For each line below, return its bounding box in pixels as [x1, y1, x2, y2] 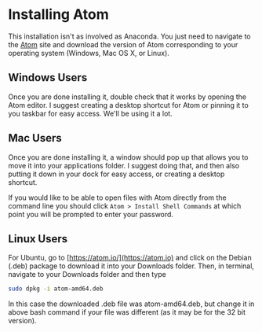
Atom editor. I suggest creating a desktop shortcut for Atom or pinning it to [8, 100, 249, 109]
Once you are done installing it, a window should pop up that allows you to [8, 152, 249, 162]
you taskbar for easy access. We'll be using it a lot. [8, 109, 173, 118]
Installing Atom [8, 6, 109, 24]
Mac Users [8, 131, 63, 145]
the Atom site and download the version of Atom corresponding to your [8, 39, 238, 49]
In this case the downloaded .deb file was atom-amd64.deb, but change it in [8, 299, 255, 308]
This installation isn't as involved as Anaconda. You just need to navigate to [8, 31, 251, 41]
